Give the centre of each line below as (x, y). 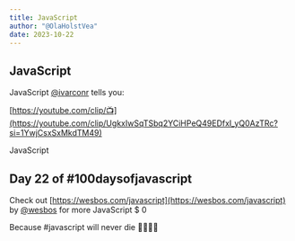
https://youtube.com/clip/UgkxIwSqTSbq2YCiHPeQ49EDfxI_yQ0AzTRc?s (143, 123)
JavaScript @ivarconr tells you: (67, 93)
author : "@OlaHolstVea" (54, 26)
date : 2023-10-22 (42, 34)
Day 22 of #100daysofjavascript (101, 179)
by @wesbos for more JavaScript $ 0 (78, 210)
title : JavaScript (43, 18)
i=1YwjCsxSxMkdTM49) (56, 133)
